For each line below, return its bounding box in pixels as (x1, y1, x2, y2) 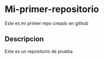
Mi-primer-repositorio (5, 4, 99, 15)
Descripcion (5, 35, 44, 43)
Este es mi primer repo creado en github (5, 20, 89, 26)
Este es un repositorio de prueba (5, 48, 73, 54)
